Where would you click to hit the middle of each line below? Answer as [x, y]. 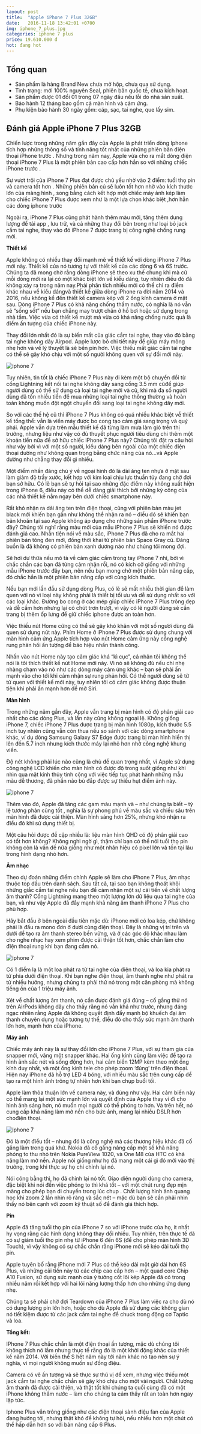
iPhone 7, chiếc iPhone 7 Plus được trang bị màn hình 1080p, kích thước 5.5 [99, 725]
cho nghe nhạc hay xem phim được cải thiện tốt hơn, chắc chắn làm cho [95, 939]
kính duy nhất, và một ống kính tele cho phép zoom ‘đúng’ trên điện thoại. [97, 1068]
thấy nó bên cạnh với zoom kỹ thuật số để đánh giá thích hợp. [82, 1204]
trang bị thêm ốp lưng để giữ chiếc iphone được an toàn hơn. [81, 614]
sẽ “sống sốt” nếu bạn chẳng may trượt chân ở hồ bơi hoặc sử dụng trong [97, 310]
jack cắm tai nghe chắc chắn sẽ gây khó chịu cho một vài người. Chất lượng [100, 1381]
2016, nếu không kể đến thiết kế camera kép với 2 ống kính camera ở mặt [97, 298]
